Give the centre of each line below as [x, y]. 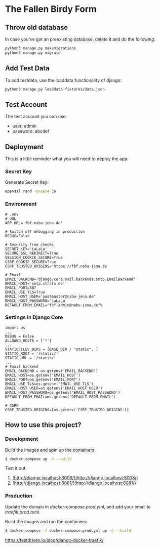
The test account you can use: [36, 117]
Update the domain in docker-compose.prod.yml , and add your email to [78, 506]
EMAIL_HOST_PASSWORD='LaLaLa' [36, 301]
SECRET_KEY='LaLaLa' [26, 249]
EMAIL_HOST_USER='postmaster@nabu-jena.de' [51, 296]
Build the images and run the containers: [46, 521]
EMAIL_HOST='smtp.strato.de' [35, 283]
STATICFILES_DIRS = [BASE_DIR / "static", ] [52, 349]
